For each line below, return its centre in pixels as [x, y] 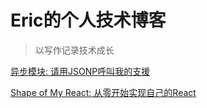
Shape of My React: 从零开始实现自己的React [103, 92]
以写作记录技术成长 [74, 50]
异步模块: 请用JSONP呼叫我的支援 [80, 71]
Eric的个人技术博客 [88, 20]
